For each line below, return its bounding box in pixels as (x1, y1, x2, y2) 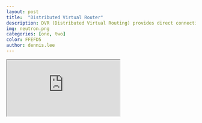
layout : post (6, 8, 39, 15)
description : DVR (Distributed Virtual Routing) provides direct (6, 20, 173, 26)
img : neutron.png (6, 25, 50, 32)
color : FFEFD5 (6, 37, 42, 43)
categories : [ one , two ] (6, 31, 66, 37)
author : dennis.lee (6, 43, 55, 49)
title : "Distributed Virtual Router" (6, 14, 103, 20)
